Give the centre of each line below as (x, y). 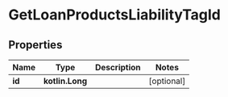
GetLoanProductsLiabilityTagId (115, 15)
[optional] (167, 81)
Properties (35, 45)
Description (118, 67)
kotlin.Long (65, 81)
